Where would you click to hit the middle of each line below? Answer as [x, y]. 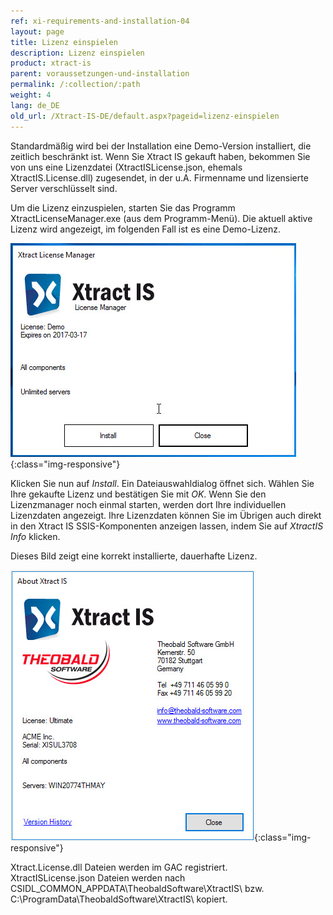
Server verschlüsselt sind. [64, 188]
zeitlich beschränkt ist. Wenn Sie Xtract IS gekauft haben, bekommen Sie [160, 156]
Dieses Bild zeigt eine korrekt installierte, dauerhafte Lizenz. [134, 556]
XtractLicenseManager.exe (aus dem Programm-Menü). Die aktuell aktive [161, 218]
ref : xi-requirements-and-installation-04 [100, 21]
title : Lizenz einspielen [64, 42]
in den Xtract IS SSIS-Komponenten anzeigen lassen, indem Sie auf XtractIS [167, 526]
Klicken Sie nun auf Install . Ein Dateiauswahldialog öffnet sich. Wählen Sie [162, 483]
